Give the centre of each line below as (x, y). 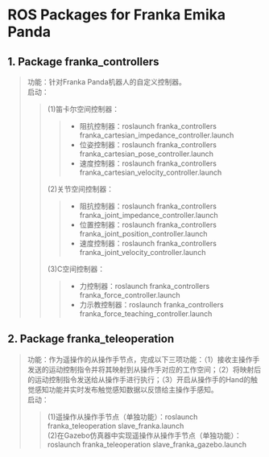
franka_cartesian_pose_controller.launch (147, 154)
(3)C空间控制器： (76, 269)
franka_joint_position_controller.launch (143, 234)
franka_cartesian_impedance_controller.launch (157, 135)
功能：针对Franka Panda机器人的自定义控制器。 (107, 82)
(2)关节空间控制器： (81, 189)
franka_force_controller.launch (130, 295)
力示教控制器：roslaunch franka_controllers (151, 305)
